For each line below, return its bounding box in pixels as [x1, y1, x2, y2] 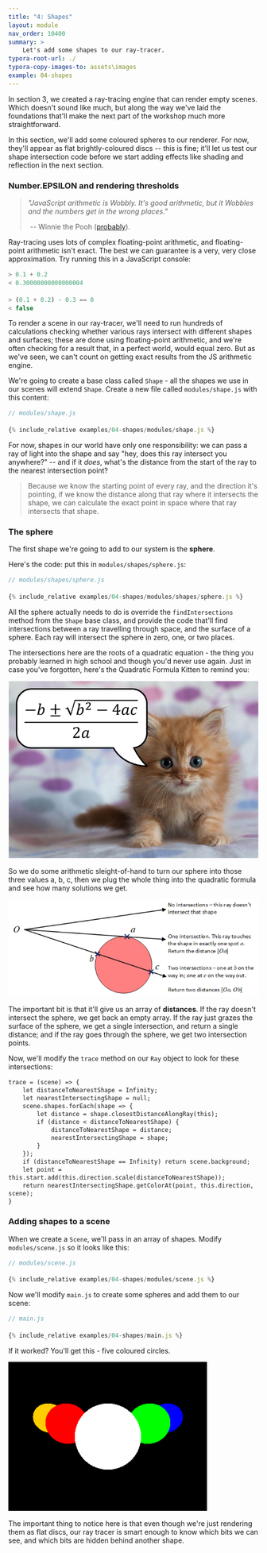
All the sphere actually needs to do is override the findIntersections [8, 607, 234, 616]
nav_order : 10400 [8, 29, 66, 37]
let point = [22, 1166, 62, 1174]
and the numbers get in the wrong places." [27, 207, 168, 216]
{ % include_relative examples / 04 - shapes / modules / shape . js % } [8, 426, 215, 435]
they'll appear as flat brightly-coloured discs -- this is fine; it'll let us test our [8, 143, 257, 153]
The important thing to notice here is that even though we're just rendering [8, 1518, 253, 1528]
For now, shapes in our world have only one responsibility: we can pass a [8, 441, 248, 450]
